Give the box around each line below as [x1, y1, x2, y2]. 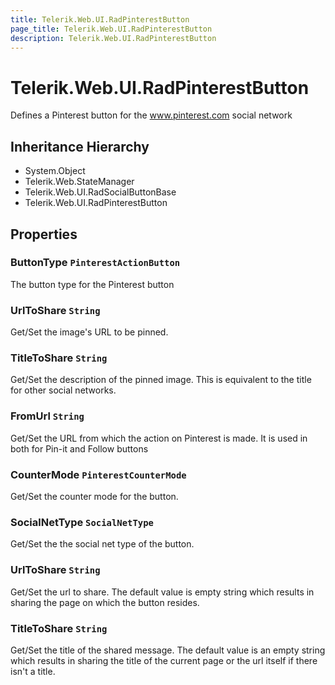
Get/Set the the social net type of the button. [10, 538, 195, 550]
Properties [10, 226, 78, 243]
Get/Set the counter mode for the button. [10, 491, 179, 502]
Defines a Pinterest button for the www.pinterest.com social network [10, 109, 293, 121]
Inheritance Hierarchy [10, 138, 150, 155]
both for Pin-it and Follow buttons [10, 442, 149, 455]
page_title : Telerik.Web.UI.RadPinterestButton [10, 24, 213, 34]
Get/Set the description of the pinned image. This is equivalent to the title [10, 374, 312, 386]
